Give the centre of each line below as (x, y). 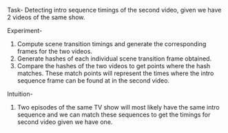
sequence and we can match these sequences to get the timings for (114, 114)
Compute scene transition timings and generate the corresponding (112, 44)
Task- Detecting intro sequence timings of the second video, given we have (114, 10)
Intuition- (20, 94)
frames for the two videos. (55, 51)
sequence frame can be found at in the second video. (93, 81)
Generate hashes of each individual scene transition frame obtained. (114, 59)
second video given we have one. (65, 122)
